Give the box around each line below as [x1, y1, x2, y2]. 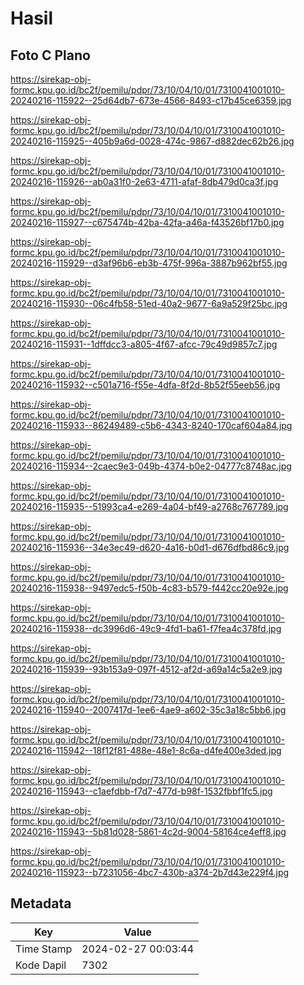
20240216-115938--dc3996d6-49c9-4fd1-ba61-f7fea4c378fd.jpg [10, 623, 282, 634]
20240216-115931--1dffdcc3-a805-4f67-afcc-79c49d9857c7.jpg [10, 338, 278, 350]
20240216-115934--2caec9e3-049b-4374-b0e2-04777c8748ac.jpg [10, 460, 292, 472]
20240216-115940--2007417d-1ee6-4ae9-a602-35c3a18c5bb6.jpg [10, 704, 287, 716]
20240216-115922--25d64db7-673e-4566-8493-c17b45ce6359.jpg [10, 95, 292, 106]
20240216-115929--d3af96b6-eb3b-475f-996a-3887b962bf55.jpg [10, 257, 288, 269]
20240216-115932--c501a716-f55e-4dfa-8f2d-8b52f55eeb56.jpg [10, 379, 281, 391]
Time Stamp [15, 942, 73, 956]
